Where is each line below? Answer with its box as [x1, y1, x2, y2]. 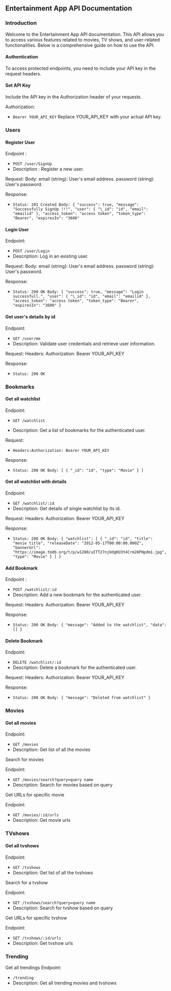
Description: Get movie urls [12, 817, 71, 823]
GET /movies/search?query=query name [12, 777, 94, 783]
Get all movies [5, 720, 36, 726]
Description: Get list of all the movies [12, 746, 91, 753]
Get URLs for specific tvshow [5, 915, 68, 921]
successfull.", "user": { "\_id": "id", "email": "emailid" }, [12, 294, 151, 299]
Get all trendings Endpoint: [5, 964, 61, 970]
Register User [5, 139, 35, 145]
